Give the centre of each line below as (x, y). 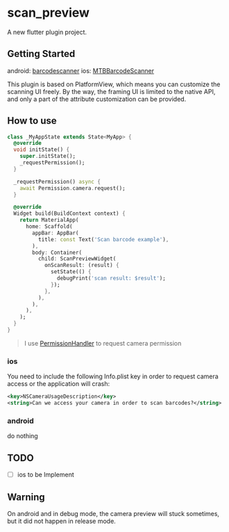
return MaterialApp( (49, 220)
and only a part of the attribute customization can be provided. (97, 99)
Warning (26, 497)
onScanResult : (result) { (82, 266)
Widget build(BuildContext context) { (70, 213)
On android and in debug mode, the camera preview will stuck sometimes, (113, 513)
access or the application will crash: (59, 384)
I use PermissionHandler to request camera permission (103, 343)
